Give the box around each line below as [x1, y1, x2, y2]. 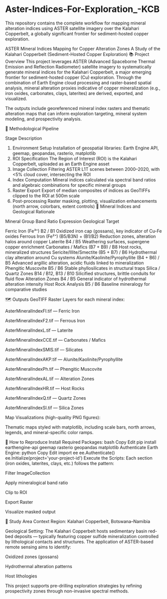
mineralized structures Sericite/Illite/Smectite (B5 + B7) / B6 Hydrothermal [5, 249, 157, 255]
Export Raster [5, 499, 33, 505]
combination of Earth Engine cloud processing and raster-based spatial [5, 79, 152, 85]
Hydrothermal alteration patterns [5, 563, 72, 569]
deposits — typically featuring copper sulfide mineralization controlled [14, 533, 159, 539]
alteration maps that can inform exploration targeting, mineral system [5, 110, 147, 116]
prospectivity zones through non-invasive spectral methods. [5, 588, 129, 594]
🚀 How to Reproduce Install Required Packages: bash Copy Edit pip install [5, 439, 157, 445]
